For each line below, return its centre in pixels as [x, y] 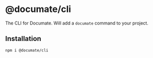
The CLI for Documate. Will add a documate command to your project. [77, 23]
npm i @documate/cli [27, 50]
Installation [23, 39]
